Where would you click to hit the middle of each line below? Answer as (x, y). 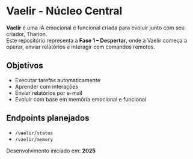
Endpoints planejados (48, 118)
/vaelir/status (34, 133)
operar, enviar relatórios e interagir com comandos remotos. (81, 47)
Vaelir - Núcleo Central (64, 11)
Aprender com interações (47, 86)
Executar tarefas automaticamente (57, 80)
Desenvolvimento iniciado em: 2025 (51, 151)
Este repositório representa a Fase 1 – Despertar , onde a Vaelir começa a (97, 40)
